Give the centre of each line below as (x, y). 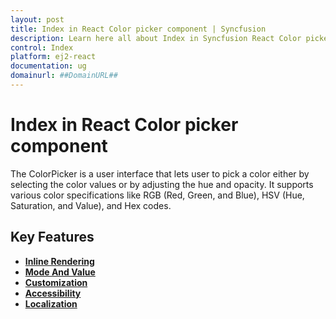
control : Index (42, 47)
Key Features (52, 237)
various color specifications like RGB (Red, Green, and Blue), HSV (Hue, (157, 195)
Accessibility (53, 293)
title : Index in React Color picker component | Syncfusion (138, 29)
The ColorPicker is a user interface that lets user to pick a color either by (160, 173)
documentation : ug (48, 66)
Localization (51, 303)
